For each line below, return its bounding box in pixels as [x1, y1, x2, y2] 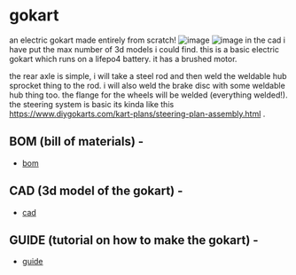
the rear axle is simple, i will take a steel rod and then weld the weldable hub [9, 70, 287, 81]
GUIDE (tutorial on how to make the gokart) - [9, 232, 259, 247]
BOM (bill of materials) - [9, 134, 144, 149]
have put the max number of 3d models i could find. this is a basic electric [9, 43, 279, 54]
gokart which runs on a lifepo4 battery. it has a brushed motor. [9, 53, 238, 64]
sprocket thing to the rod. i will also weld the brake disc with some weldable [9, 80, 285, 90]
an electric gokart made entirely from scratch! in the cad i [9, 35, 286, 45]
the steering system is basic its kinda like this [9, 98, 175, 109]
